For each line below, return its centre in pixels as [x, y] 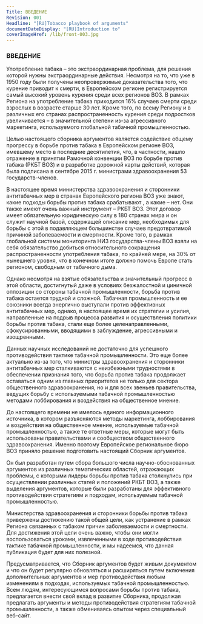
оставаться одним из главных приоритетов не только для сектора [92, 381]
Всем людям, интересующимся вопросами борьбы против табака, [93, 590]
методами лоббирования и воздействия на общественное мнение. [93, 400]
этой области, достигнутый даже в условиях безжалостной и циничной [99, 285]
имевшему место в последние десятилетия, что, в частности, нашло [96, 152]
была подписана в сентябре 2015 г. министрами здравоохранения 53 [97, 172]
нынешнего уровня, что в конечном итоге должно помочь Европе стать [99, 261]
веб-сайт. [19, 615]
